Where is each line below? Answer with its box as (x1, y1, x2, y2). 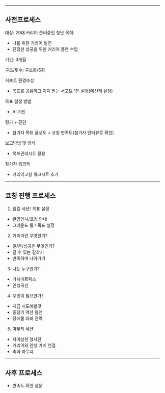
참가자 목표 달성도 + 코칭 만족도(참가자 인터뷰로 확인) (12, 130, 114, 135)
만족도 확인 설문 (12, 383, 43, 389)
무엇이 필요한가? (12, 292, 44, 298)
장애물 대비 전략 (12, 315, 43, 321)
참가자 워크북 (5, 160, 30, 167)
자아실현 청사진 (12, 336, 42, 342)
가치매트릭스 (12, 276, 37, 282)
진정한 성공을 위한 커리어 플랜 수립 (12, 46, 78, 52)
